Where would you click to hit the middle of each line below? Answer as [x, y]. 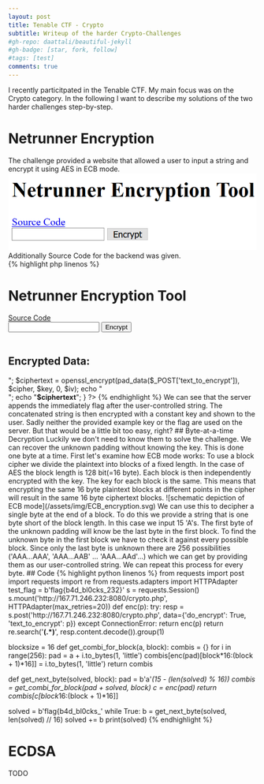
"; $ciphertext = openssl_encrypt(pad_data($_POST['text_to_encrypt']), [124, 380]
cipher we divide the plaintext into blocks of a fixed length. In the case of [126, 464]
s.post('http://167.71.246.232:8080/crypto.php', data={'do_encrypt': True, [127, 614]
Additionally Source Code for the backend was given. [95, 256]
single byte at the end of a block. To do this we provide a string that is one [128, 514]
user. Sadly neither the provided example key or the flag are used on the [125, 422]
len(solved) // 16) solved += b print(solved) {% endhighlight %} [110, 719]
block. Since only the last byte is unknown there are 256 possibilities [119, 547]
